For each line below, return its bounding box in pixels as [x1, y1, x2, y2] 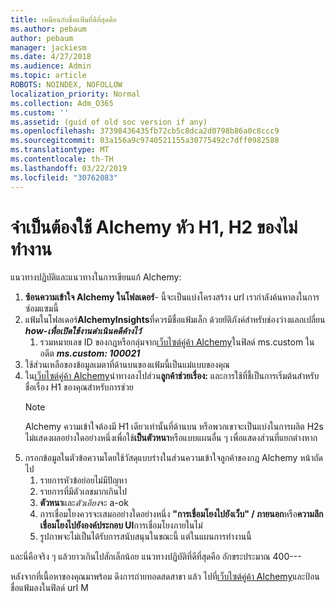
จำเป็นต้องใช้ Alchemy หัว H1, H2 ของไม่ [10, 216, 298, 238]
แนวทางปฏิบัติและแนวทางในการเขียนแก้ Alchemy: [10, 271, 182, 283]
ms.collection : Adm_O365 [10, 98, 114, 108]
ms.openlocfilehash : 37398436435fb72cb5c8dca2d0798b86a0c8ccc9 [10, 126, 280, 136]
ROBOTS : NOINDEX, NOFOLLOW [10, 80, 123, 90]
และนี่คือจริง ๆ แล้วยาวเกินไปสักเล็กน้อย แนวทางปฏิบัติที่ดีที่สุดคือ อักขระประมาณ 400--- [10, 551, 302, 563]
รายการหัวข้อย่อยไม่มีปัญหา [39, 474, 128, 486]
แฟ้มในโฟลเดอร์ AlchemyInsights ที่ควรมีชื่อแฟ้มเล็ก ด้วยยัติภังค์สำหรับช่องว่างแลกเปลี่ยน [24, 314, 326, 326]
